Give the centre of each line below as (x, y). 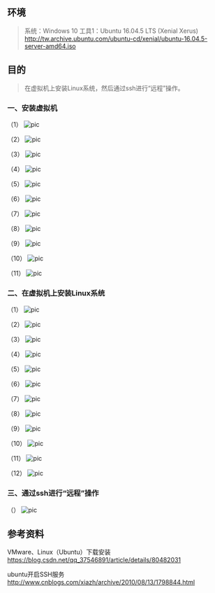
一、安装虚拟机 (32, 108)
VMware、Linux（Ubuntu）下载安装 (59, 552)
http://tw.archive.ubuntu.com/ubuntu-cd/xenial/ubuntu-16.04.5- (116, 39)
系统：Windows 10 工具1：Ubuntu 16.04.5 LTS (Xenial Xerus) (111, 31)
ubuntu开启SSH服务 (36, 574)
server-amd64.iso (50, 46)
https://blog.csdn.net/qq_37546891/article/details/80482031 (94, 560)
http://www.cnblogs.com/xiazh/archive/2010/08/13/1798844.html (101, 582)
